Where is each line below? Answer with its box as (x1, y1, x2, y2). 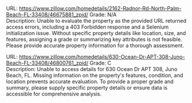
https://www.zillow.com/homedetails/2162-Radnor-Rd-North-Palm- (19, 5, 182, 12)
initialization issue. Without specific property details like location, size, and (6, 30, 186, 37)
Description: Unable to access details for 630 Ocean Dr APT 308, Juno (6, 66, 178, 72)
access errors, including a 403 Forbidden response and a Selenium (6, 23, 169, 30)
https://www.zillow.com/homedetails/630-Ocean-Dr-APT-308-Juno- (19, 54, 186, 60)
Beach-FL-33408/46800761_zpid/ (6, 59, 89, 66)
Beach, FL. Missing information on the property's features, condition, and (6, 72, 184, 79)
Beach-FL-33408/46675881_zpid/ (6, 11, 89, 18)
